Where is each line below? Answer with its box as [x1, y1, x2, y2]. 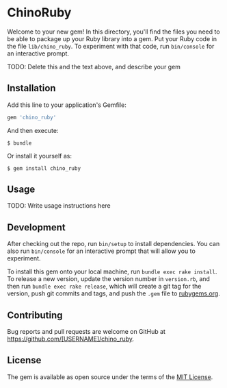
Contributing [7, 309, 63, 321]
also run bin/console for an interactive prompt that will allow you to [7, 247, 196, 255]
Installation [7, 82, 56, 94]
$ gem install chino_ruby [7, 165, 81, 172]
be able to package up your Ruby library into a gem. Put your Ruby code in [7, 34, 217, 43]
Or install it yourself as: [7, 151, 72, 160]
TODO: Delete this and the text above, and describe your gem [7, 62, 181, 71]
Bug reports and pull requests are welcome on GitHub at [7, 328, 166, 336]
